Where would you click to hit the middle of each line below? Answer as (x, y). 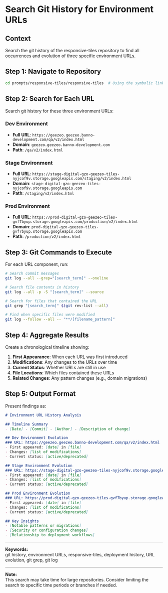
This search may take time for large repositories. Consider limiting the (77, 580)
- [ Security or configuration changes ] (47, 530)
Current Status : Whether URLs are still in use (59, 368)
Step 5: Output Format (40, 394)
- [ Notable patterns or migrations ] (43, 526)
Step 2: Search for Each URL (50, 99)
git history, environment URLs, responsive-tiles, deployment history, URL (80, 555)
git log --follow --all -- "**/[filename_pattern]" (60, 320)
